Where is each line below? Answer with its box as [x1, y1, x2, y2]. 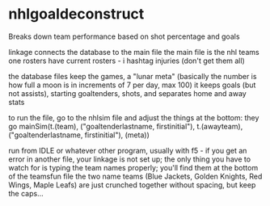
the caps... [8, 188, 44, 198]
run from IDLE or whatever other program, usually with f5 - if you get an [8, 145, 247, 155]
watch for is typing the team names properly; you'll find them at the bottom [8, 162, 259, 172]
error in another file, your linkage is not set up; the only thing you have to [8, 154, 251, 164]
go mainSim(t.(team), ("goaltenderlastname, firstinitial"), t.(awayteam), [8, 121, 243, 131]
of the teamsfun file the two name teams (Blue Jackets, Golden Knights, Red [8, 171, 263, 181]
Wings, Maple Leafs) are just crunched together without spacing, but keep [8, 179, 256, 190]
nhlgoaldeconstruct [8, 5, 145, 23]
